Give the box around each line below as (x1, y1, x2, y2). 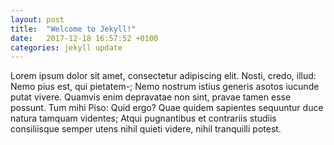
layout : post (10, 14, 65, 25)
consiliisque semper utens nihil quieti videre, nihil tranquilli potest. (10, 123, 282, 135)
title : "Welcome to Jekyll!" (10, 24, 137, 34)
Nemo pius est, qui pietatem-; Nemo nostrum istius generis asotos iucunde (10, 81, 320, 93)
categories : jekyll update (10, 42, 123, 53)
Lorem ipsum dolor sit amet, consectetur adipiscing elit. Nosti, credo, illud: (10, 70, 317, 82)
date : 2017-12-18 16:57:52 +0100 (10, 33, 159, 43)
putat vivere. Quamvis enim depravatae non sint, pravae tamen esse (10, 91, 292, 103)
